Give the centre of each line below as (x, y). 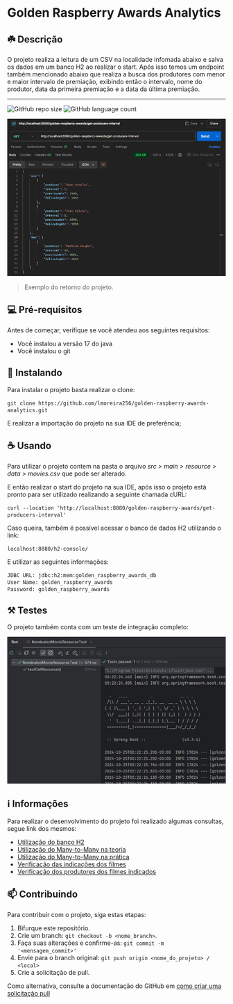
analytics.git (28, 410)
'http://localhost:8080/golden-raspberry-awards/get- (136, 508)
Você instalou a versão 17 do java (65, 343)
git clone (21, 403)
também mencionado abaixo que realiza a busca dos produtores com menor (116, 74)
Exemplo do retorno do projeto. (69, 287)
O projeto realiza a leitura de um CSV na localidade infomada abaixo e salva (115, 59)
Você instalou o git (44, 351)
